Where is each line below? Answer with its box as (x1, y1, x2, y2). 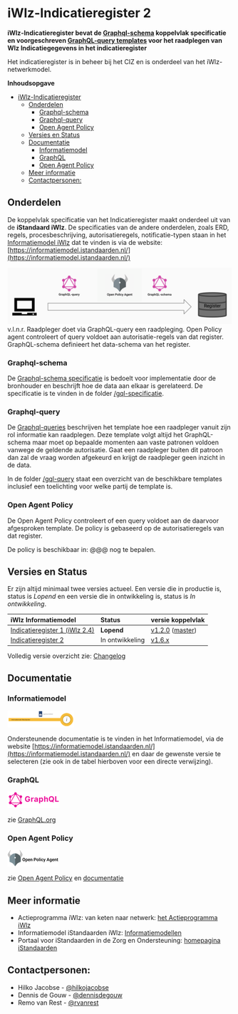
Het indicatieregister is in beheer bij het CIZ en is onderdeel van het (7, 57, 205, 66)
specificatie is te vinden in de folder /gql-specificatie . (7, 390, 164, 398)
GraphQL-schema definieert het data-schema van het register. (7, 340, 191, 348)
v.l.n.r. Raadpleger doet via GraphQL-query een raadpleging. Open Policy (7, 325, 222, 333)
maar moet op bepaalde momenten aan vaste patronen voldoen (31, 438, 219, 446)
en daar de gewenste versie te (131, 749, 221, 758)
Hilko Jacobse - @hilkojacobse (17, 983, 109, 991)
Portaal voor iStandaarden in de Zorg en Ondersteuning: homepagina (17, 936, 221, 945)
